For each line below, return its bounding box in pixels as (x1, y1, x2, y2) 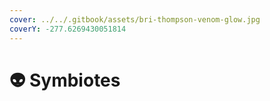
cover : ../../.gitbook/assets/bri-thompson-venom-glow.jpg (9, 14, 261, 25)
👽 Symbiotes (9, 69, 121, 91)
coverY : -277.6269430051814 (9, 24, 127, 34)
